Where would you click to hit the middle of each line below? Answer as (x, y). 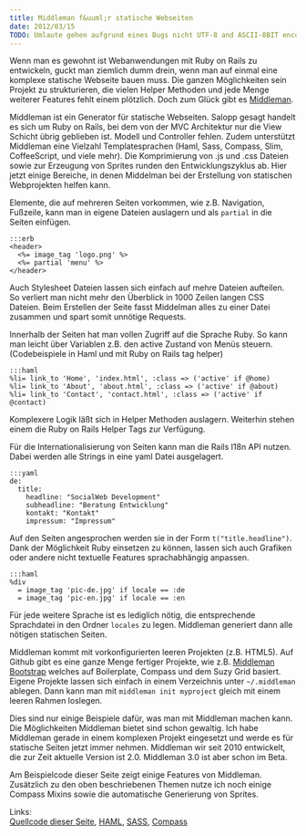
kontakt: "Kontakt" (63, 513)
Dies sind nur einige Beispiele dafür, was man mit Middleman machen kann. (151, 718)
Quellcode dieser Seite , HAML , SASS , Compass (99, 821)
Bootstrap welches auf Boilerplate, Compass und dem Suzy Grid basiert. (145, 672)
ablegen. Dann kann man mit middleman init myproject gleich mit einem (145, 691)
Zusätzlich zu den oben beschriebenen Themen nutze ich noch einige (140, 785)
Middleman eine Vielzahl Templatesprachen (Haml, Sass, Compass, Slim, (147, 146)
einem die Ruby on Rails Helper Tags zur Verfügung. (107, 429)
